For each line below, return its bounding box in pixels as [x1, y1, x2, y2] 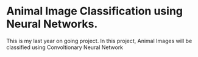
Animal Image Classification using [6, 4, 183, 18]
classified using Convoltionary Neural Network [6, 44, 124, 51]
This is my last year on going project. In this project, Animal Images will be [6, 37, 193, 44]
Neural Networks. [6, 17, 98, 31]
